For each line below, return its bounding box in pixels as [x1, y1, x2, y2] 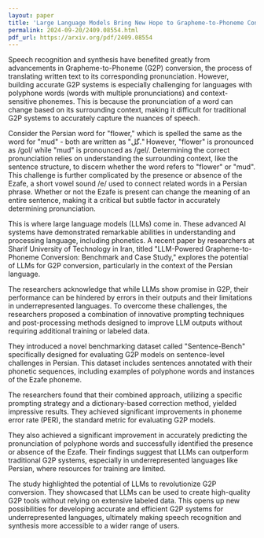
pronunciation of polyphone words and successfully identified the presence [8, 439, 254, 448]
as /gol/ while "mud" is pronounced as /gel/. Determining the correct [8, 146, 230, 155]
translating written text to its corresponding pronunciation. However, [8, 72, 229, 81]
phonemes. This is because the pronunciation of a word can [38, 97, 233, 106]
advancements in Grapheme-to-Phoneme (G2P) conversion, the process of [8, 64, 253, 73]
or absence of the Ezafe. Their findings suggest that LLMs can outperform [8, 448, 249, 457]
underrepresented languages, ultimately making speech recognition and [8, 513, 242, 522]
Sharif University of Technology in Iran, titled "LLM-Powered [8, 245, 204, 254]
